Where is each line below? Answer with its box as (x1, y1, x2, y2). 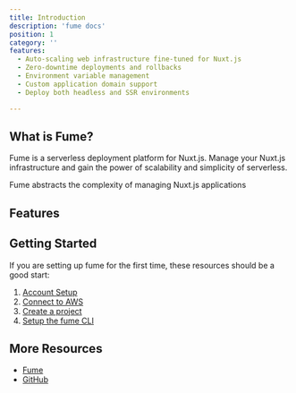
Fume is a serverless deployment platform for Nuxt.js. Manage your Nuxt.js (9, 153, 286, 164)
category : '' (9, 38, 58, 47)
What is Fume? (9, 129, 94, 144)
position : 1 (9, 30, 54, 38)
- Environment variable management (17, 72, 150, 81)
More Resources (9, 341, 103, 356)
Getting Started (9, 236, 97, 252)
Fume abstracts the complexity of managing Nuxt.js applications (9, 180, 247, 191)
